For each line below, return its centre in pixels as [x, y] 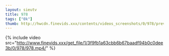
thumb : [12, 24]
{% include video [23, 38]
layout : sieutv [21, 10]
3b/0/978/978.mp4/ [26, 48]
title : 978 [17, 14]
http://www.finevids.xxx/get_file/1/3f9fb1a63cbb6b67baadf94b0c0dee [90, 43]
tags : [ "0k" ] [19, 19]
